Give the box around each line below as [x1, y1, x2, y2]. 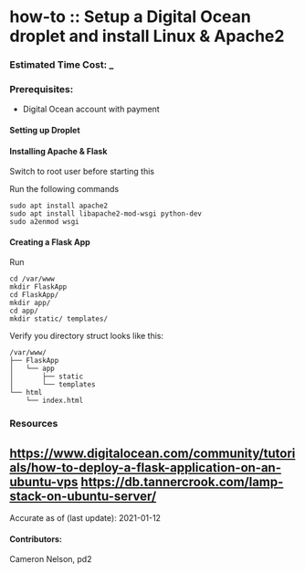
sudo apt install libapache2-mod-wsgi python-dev [9, 209, 203, 218]
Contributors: [9, 533, 62, 545]
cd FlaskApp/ [9, 291, 59, 300]
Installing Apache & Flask [9, 145, 108, 156]
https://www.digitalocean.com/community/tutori [9, 445, 296, 461]
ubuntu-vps [9, 473, 79, 490]
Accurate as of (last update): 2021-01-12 [9, 513, 162, 524]
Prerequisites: [9, 83, 74, 96]
